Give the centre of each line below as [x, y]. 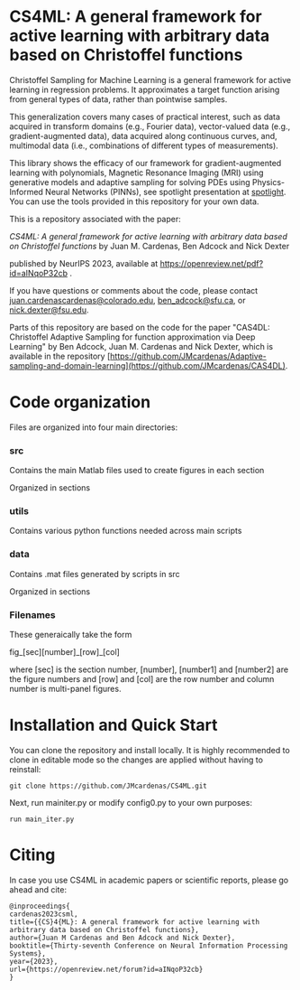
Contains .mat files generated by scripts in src [95, 574]
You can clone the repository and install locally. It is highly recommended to [150, 750]
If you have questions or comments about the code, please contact [134, 290]
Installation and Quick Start [114, 725]
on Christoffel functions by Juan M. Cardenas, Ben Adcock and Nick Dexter [150, 246]
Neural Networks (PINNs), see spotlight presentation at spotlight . [165, 191]
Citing [32, 855]
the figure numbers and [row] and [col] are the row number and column [142, 679]
